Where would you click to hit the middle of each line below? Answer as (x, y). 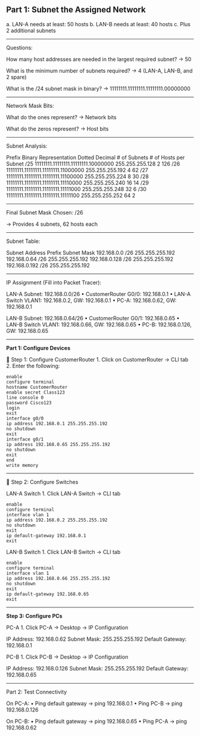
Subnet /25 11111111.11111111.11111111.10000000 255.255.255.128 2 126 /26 (93, 164)
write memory (22, 465)
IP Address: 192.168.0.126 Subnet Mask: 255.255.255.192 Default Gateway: (97, 668)
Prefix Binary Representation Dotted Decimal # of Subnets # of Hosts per (96, 157)
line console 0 (25, 397)
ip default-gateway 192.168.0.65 (48, 594)
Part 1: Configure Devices (38, 348)
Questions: (19, 48)
